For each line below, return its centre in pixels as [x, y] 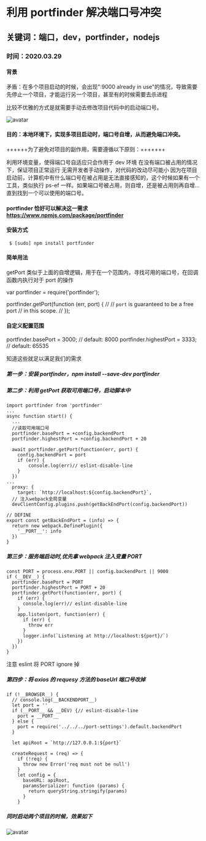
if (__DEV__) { [26, 577]
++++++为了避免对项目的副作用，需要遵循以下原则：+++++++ [86, 149]
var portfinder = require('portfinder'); [53, 292]
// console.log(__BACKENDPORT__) [55, 700]
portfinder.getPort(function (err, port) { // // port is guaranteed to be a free [100, 304]
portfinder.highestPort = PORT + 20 [59, 588]
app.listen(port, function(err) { [61, 615]
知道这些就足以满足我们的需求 [44, 359]
